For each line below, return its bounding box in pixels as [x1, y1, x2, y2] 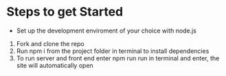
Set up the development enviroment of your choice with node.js [16, 26, 197, 35]
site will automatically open [16, 61, 93, 69]
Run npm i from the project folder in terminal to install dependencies [16, 47, 210, 55]
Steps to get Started [6, 4, 124, 20]
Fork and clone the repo [16, 39, 84, 47]
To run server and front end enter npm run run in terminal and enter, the [16, 54, 220, 62]
